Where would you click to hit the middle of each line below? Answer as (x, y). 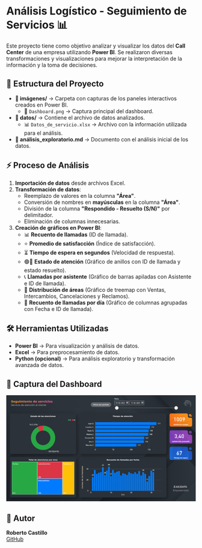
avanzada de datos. (39, 365)
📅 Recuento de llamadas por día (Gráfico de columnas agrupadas (106, 303)
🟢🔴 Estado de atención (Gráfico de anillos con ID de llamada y (102, 261)
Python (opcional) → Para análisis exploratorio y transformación (95, 359)
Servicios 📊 (37, 25)
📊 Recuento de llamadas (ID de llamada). (76, 234)
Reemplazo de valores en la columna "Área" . (80, 195)
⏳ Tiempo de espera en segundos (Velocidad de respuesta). (99, 252)
